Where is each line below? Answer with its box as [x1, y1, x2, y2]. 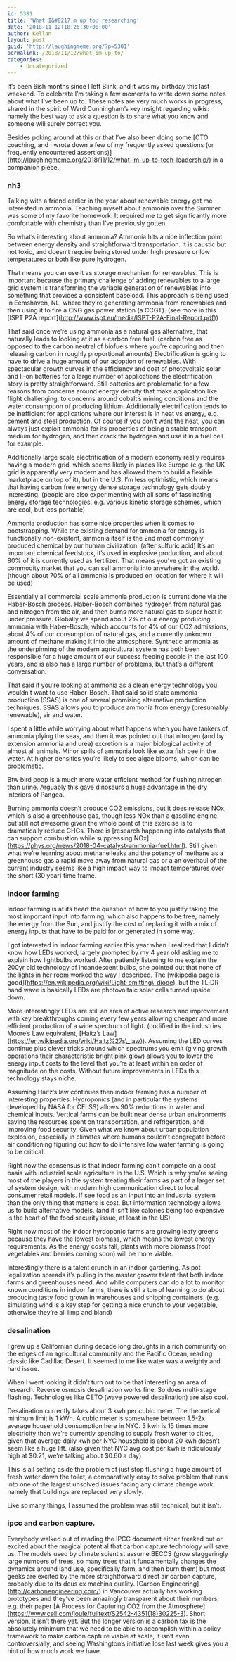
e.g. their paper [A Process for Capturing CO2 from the [7, 1602, 166, 1610]
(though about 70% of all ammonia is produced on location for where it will [7, 571, 223, 579]
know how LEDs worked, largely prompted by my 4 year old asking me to [7, 948, 219, 957]
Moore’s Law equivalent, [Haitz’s [7, 1029, 101, 1038]
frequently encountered [7, 148, 76, 156]
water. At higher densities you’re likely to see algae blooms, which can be [7, 754, 220, 762]
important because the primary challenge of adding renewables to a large [7, 276, 221, 284]
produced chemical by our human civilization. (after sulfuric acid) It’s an [7, 541, 215, 550]
